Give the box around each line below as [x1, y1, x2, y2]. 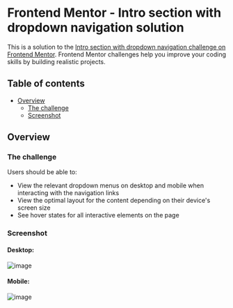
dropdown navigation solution [7, 20, 184, 36]
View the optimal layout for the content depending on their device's [17, 197, 211, 205]
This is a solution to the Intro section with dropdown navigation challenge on [7, 43, 226, 51]
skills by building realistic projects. [7, 57, 106, 66]
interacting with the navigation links [17, 189, 120, 197]
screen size [17, 203, 51, 212]
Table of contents [7, 78, 85, 90]
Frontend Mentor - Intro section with [7, 5, 221, 21]
